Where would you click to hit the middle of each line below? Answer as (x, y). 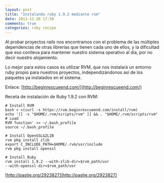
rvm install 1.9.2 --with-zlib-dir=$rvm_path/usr (57, 162)
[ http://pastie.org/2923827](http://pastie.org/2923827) (61, 175)
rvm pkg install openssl (31, 149)
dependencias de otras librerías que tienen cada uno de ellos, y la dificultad (82, 47)
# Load (12, 119)
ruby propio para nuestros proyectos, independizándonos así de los (74, 72)
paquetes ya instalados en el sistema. (43, 78)
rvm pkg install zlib (27, 140)
